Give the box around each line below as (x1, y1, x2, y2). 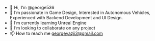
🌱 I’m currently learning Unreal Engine (9, 20, 87, 26)
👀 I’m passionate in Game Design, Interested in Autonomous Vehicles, (9, 10, 151, 15)
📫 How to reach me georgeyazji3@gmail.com (9, 30, 103, 36)
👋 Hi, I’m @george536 (9, 5, 55, 10)
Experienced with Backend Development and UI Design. (9, 15, 123, 20)
